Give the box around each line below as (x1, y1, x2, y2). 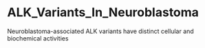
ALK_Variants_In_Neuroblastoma (7, 5, 199, 20)
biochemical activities (7, 34, 69, 42)
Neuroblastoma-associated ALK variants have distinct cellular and (7, 27, 194, 35)
